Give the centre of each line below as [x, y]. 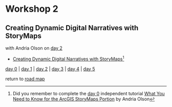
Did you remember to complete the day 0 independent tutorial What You [89, 93]
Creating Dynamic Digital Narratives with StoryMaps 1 [68, 58]
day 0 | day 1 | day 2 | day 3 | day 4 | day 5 [50, 69]
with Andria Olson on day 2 [34, 48]
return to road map [25, 79]
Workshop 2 [32, 9]
